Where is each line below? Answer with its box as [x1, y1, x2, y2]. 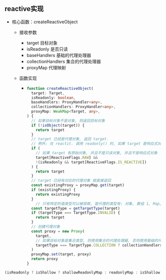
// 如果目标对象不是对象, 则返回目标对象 [31, 118, 105, 123]
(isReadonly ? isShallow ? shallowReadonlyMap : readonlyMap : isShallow [4, 270, 161, 275]
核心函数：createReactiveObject [11, 19, 78, 25]
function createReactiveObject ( [26, 86, 94, 91]
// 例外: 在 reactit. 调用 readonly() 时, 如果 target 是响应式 [31, 141, 158, 146]
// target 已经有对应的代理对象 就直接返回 [31, 178, 111, 183]
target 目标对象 [26, 40, 58, 46]
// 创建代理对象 [31, 224, 60, 229]
